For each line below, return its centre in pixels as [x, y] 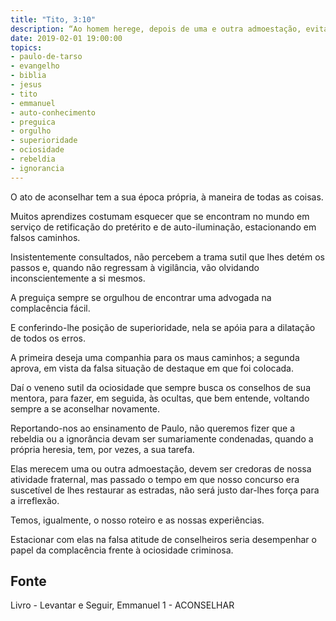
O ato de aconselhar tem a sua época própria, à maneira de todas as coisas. [167, 197]
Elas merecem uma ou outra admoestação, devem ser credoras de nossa [161, 468]
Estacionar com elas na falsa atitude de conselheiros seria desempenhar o [163, 539]
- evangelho [35, 66]
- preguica [33, 122]
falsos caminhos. [45, 237]
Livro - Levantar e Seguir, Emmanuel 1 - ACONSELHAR [122, 605]
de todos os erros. [48, 338]
